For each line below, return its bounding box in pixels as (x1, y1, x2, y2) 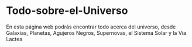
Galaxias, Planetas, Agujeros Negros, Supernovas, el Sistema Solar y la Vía (6, 29, 186, 36)
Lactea (6, 35, 23, 42)
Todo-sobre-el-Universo (6, 4, 128, 17)
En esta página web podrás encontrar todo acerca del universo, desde (6, 23, 176, 30)
